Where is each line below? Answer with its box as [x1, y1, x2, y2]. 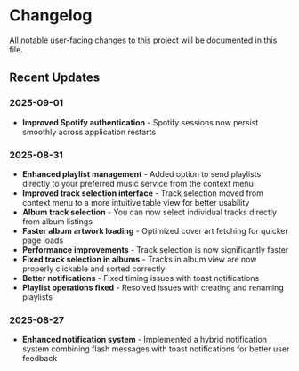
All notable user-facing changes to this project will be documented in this [9, 35, 278, 45]
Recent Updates [9, 70, 101, 85]
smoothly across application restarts [21, 126, 157, 137]
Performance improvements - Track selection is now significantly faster [21, 244, 289, 254]
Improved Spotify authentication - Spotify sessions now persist [21, 117, 259, 127]
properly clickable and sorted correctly [21, 263, 166, 274]
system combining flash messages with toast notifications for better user [21, 343, 290, 354]
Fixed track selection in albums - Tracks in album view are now [21, 254, 257, 264]
